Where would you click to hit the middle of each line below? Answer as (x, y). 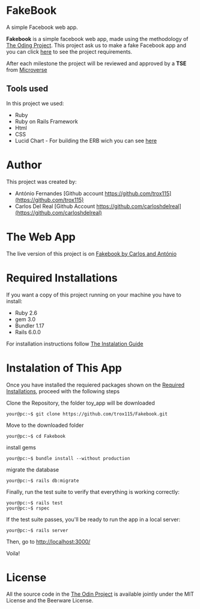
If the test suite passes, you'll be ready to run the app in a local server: (93, 519)
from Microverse (27, 69)
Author (24, 165)
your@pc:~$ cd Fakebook (36, 436)
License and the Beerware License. (50, 601)
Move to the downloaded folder (45, 425)
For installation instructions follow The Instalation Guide (75, 344)
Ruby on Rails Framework (46, 121)
